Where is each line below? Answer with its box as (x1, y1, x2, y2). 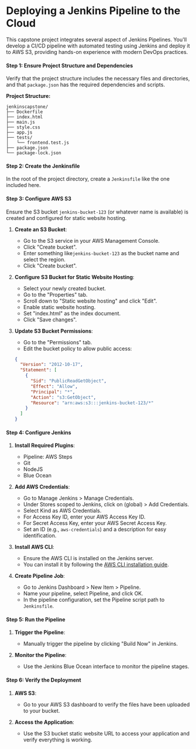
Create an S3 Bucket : (14, 226, 67, 233)
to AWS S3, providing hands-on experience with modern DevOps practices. (6, 48, 188, 55)
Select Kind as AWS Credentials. (23, 507, 102, 514)
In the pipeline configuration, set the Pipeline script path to (23, 597, 165, 604)
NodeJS (23, 466, 43, 473)
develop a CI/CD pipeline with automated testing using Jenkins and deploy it (6, 42, 190, 49)
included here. (6, 182, 41, 189)
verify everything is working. (23, 736, 92, 743)
